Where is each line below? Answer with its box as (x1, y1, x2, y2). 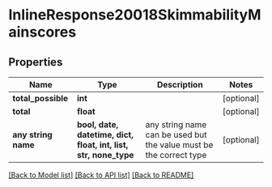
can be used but (145, 130, 208, 140)
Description (156, 79, 204, 90)
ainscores (8, 23, 77, 41)
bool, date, (76, 119, 119, 130)
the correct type (145, 150, 207, 160)
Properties (8, 55, 63, 69)
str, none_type (76, 150, 134, 160)
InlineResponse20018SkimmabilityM (8, 6, 261, 24)
